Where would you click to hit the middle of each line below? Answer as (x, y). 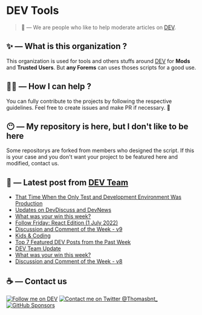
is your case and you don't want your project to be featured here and (92, 157)
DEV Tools (33, 11)
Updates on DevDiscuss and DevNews (63, 210)
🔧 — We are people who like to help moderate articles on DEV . (99, 27)
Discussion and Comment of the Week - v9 (69, 229)
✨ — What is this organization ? (67, 46)
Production (29, 204)
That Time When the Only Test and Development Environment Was (98, 197)
